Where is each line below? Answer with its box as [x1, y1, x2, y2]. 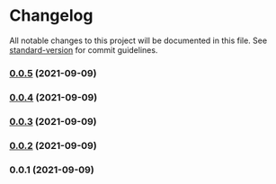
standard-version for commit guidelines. [9, 44, 158, 55]
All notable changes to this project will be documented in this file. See [9, 35, 268, 46]
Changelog [9, 5, 93, 26]
